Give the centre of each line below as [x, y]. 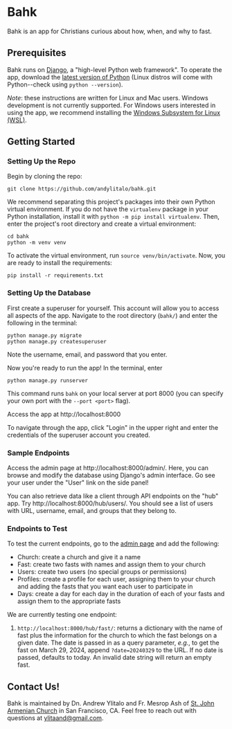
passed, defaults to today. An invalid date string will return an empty [115, 658]
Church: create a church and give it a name [79, 557]
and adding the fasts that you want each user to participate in [105, 586]
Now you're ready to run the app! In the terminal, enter [85, 368]
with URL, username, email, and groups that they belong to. [92, 511]
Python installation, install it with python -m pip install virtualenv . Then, [113, 217]
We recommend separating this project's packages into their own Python [111, 202]
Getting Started [41, 142]
